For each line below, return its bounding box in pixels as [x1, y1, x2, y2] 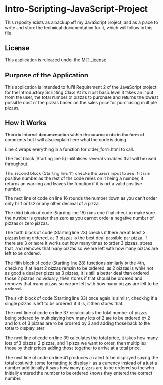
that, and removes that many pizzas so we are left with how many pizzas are [5, 245, 158, 251]
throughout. [5, 161, 29, 167]
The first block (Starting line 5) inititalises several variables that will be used [5, 156, 157, 162]
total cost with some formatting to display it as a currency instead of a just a [5, 360, 157, 366]
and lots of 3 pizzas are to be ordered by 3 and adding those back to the [5, 320, 150, 326]
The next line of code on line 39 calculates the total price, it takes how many [5, 335, 158, 341]
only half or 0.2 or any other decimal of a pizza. [5, 201, 100, 207]
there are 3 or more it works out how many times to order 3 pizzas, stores [5, 240, 153, 246]
